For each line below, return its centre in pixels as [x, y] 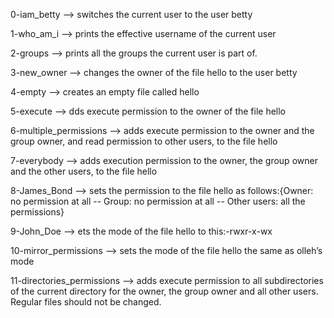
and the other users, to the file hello [84, 171]
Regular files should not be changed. [86, 302]
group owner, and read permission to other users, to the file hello [144, 141]
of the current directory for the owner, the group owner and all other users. [164, 291]
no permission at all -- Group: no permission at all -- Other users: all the [158, 201]
